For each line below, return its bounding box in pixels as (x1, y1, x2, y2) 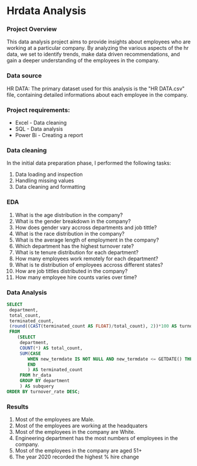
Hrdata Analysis (6, 4, 87, 18)
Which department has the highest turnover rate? (15, 242, 134, 250)
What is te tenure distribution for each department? (15, 249, 139, 256)
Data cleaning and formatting (15, 183, 86, 191)
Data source (6, 72, 42, 80)
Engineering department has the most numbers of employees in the (15, 435, 178, 442)
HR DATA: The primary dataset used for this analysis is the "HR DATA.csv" (6, 85, 185, 92)
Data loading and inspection (15, 171, 83, 178)
